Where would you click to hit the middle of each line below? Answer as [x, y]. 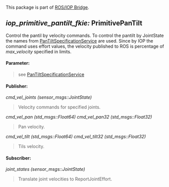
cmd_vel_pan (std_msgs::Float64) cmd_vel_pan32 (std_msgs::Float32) [79, 117]
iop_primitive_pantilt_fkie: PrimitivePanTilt [74, 23]
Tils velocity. [31, 146]
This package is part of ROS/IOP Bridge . [48, 7]
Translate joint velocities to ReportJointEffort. [65, 179]
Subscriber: [18, 158]
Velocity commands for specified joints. [59, 107]
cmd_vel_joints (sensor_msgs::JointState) [49, 97]
